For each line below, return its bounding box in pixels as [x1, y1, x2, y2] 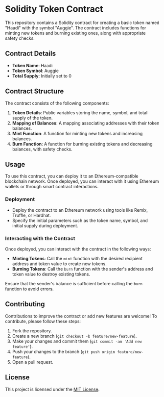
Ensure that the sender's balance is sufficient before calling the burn [5, 280, 143, 286]
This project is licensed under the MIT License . [5, 386, 100, 392]
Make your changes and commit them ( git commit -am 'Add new [12, 338, 142, 344]
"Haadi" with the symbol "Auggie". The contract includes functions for [5, 25, 146, 30]
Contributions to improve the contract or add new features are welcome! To [5, 313, 158, 319]
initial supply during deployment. [12, 223, 78, 228]
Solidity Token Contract [5, 3, 103, 15]
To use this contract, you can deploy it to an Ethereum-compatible [5, 173, 139, 179]
